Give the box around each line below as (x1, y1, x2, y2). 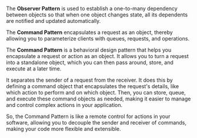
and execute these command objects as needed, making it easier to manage (6, 95, 191, 102)
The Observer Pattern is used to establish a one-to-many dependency (6, 5, 178, 12)
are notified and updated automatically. (6, 18, 101, 24)
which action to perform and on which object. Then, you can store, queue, (6, 89, 186, 96)
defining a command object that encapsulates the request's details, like (6, 83, 179, 90)
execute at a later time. (6, 65, 62, 72)
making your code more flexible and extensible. (6, 126, 122, 132)
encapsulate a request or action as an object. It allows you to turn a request (6, 53, 189, 59)
